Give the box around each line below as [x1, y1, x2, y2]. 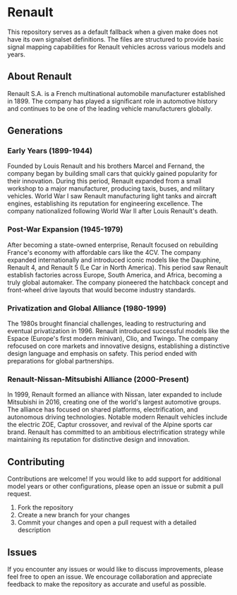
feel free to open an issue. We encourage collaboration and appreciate [7, 572, 213, 581]
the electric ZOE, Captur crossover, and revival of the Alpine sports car [7, 421, 213, 429]
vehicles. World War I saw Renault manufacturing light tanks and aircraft [7, 192, 217, 200]
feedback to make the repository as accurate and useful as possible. [7, 579, 207, 588]
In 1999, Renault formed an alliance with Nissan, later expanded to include [7, 390, 222, 399]
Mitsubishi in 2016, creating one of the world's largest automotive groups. [7, 398, 221, 407]
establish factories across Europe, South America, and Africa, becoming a [7, 270, 222, 279]
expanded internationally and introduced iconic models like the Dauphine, [7, 256, 221, 264]
